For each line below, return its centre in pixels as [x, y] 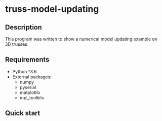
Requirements [27, 60]
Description [23, 27]
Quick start [23, 113]
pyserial [28, 87]
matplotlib [30, 92]
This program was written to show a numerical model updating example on [81, 39]
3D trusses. [17, 44]
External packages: [32, 77]
